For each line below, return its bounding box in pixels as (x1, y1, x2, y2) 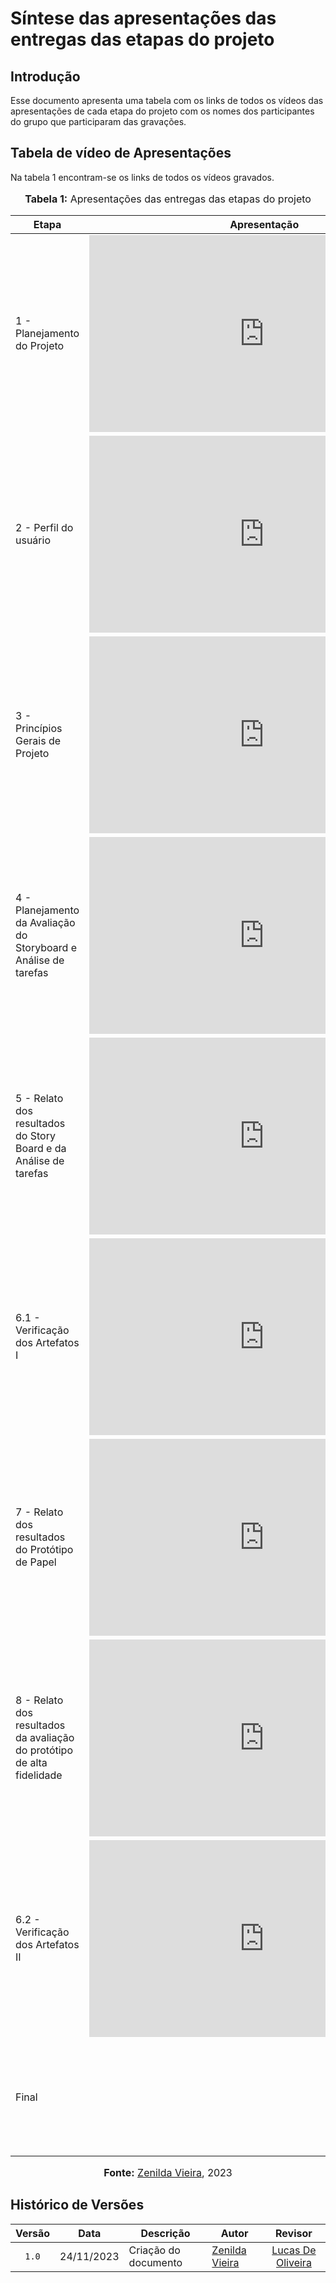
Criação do (128, 2243, 181, 2257)
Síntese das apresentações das (10, 7, 277, 30)
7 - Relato (15, 1505, 64, 1519)
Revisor (275, 2226, 313, 2240)
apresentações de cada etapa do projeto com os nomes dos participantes (10, 105, 315, 117)
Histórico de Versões (10, 2197, 145, 2214)
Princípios (15, 722, 63, 736)
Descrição (140, 2226, 191, 2240)
